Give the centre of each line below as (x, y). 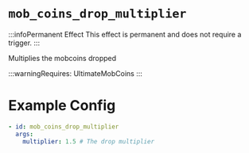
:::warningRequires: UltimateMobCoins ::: (76, 73)
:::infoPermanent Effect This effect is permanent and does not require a (125, 34)
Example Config (62, 106)
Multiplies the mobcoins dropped (62, 58)
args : (25, 134)
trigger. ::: (24, 43)
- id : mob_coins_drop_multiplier (64, 126)
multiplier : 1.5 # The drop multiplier (89, 141)
